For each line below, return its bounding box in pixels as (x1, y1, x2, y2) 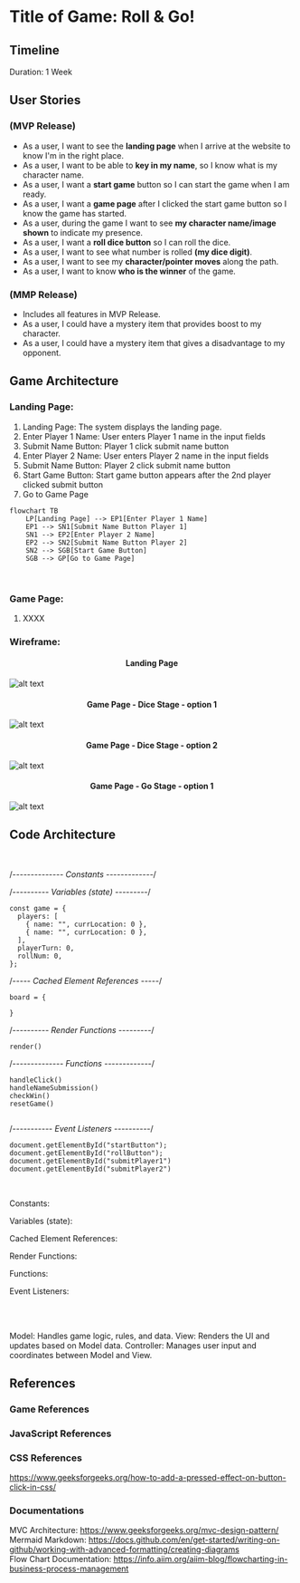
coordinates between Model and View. (9, 1349, 153, 1360)
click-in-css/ (9, 1482, 57, 1492)
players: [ (17, 912, 59, 921)
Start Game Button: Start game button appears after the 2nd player (22, 469, 271, 480)
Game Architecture (9, 373, 119, 389)
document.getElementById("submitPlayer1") (9, 1156, 172, 1165)
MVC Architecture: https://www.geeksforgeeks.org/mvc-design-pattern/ (9, 1525, 279, 1536)
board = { (9, 992, 47, 1002)
